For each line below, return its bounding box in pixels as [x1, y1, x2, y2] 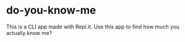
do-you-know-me [6, 4, 97, 17]
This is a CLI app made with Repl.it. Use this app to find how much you [6, 23, 180, 30]
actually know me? [6, 29, 53, 36]
